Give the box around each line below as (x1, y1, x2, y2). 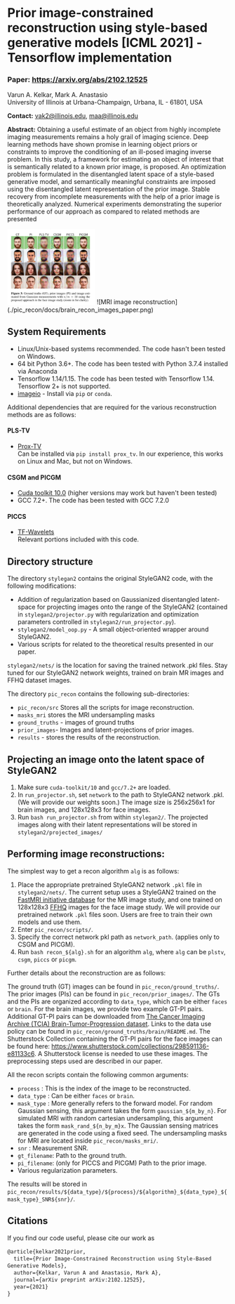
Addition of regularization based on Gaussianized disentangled (17, 595, 200, 604)
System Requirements (7, 326, 107, 338)
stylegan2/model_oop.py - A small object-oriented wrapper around (17, 625, 209, 633)
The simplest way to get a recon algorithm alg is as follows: (7, 867, 180, 875)
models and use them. (17, 918, 82, 926)
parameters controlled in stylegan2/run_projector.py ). (17, 618, 177, 626)
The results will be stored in (7, 1180, 88, 1188)
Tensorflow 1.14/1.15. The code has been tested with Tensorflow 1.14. (17, 374, 215, 383)
